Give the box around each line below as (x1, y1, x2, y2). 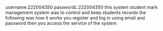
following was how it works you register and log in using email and (5, 15, 145, 20)
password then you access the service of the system (5, 20, 117, 26)
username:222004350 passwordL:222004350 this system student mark (5, 4, 158, 10)
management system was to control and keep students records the (5, 9, 147, 15)
